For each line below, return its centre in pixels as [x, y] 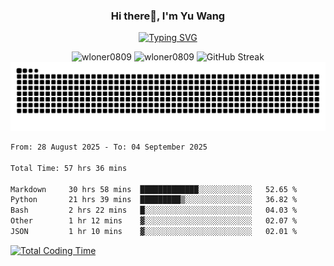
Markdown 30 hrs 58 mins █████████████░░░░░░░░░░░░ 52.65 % [154, 189]
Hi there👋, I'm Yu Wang [168, 16]
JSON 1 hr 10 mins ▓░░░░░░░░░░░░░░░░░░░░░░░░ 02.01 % [154, 232]
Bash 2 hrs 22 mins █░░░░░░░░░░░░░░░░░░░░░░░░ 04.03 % [154, 210]
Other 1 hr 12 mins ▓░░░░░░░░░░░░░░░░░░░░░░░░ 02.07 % [154, 221]
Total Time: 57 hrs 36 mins [69, 168]
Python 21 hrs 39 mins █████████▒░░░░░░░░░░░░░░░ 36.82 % [154, 200]
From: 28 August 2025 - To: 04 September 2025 [109, 147]
